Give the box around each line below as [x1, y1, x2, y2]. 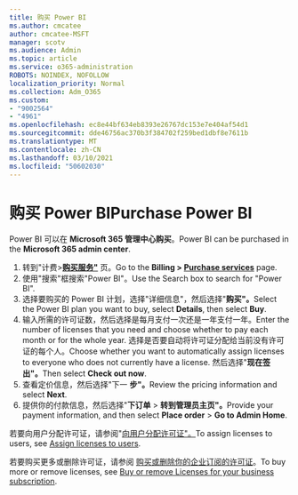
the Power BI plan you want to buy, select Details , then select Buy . [21, 304, 267, 315]
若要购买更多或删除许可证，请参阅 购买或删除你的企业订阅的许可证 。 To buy [9, 457, 286, 467]
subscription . [9, 476, 58, 487]
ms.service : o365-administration [9, 63, 133, 72]
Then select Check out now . [42, 368, 147, 379]
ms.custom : [9, 95, 50, 105]
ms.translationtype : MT [9, 137, 98, 146]
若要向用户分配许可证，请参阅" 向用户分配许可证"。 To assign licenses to [9, 428, 273, 439]
